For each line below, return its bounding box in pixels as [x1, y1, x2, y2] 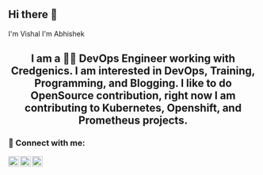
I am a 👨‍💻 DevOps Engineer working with [30, 52, 236, 66]
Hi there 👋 [8, 8, 58, 21]
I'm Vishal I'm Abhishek [8, 29, 85, 38]
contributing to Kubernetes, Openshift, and [25, 101, 242, 115]
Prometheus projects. [78, 114, 189, 127]
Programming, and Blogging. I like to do [34, 77, 232, 90]
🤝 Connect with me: [8, 138, 86, 149]
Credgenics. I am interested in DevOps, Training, [10, 64, 256, 78]
